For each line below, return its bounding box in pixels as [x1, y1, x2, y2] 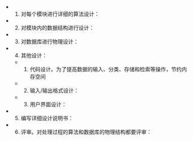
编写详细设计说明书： [20, 115, 73, 121]
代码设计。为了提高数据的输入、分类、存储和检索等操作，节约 [29, 66, 182, 72]
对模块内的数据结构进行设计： [20, 24, 94, 31]
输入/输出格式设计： [29, 87, 79, 94]
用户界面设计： [29, 101, 67, 108]
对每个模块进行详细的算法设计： [20, 10, 100, 17]
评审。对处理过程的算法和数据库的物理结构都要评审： [20, 128, 152, 135]
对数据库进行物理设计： [20, 38, 79, 45]
